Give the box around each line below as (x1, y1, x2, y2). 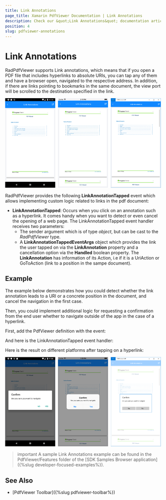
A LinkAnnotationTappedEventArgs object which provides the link (19, 239, 157, 245)
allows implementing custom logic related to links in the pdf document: (5, 198, 149, 204)
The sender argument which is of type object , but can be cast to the (19, 228, 159, 234)
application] (133, 456, 158, 463)
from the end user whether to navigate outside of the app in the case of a (5, 313, 155, 319)
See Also (5, 476, 33, 485)
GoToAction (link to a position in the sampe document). (19, 260, 132, 266)
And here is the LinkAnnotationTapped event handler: (5, 337, 114, 343)
